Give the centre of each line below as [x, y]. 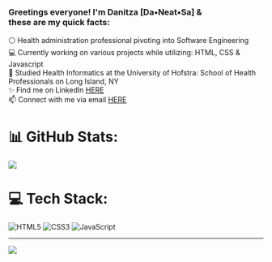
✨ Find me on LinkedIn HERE [56, 90]
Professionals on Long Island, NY [64, 82]
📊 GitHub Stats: [64, 137]
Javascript [26, 64]
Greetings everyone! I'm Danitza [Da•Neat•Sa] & [105, 12]
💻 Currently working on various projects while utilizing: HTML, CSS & [124, 53]
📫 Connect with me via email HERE [68, 100]
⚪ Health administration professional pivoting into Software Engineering [129, 41]
